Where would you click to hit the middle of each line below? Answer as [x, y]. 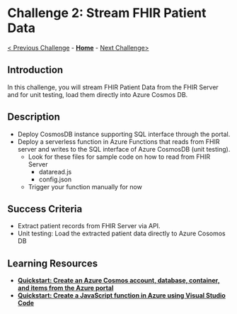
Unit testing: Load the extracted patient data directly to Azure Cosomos [121, 234]
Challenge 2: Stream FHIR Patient [107, 13]
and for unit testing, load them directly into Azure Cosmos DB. [98, 94]
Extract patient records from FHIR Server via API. [89, 226]
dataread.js [55, 172]
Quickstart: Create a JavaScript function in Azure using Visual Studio [122, 296]
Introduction [35, 70]
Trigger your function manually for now [85, 186]
